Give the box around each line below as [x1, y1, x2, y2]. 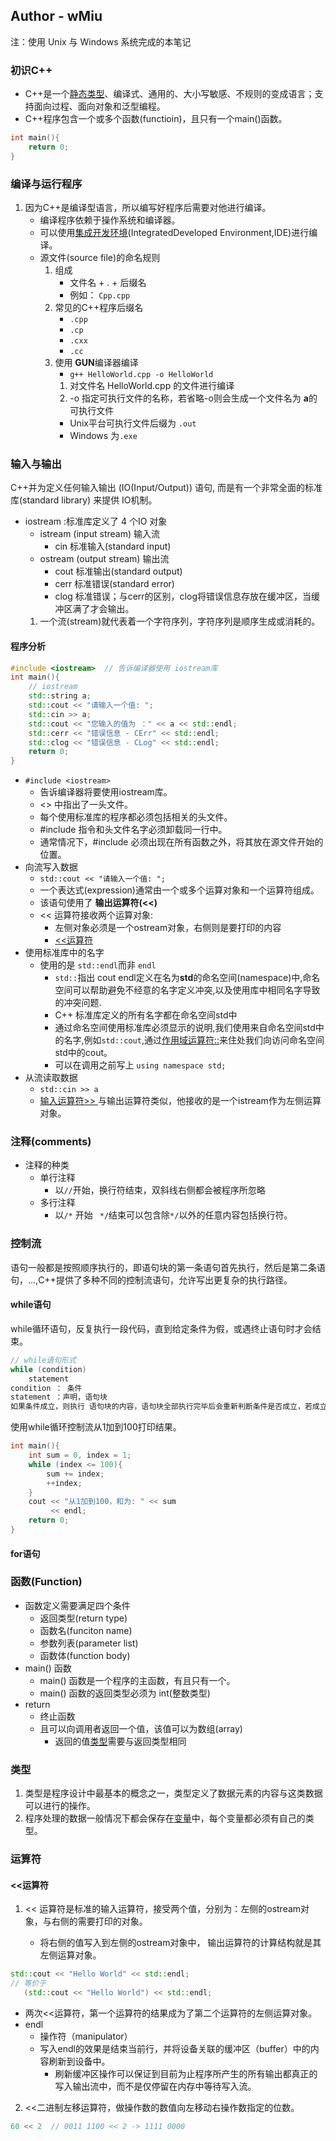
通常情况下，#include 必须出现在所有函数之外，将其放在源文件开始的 [39, 836, 324, 848]
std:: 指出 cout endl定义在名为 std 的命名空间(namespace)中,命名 [54, 972, 321, 984]
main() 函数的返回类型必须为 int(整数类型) [39, 1687, 211, 1699]
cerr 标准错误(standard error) [54, 578, 175, 590]
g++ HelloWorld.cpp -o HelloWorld [69, 370, 214, 380]
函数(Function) [10, 1575, 83, 1589]
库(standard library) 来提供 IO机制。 [10, 494, 158, 506]
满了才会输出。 [72, 603, 135, 615]
